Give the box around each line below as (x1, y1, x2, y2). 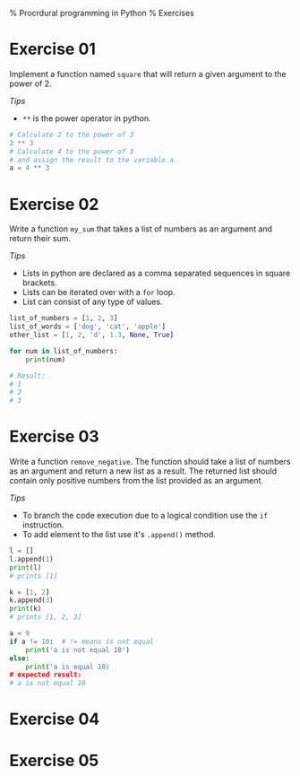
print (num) (25, 354, 66, 364)
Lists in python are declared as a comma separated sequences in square (21, 268, 291, 279)
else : (9, 654, 30, 663)
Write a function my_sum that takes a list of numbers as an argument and (9, 223, 273, 234)
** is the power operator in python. (21, 112, 151, 124)
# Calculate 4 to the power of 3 (9, 147, 134, 156)
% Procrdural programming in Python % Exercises (9, 8, 194, 18)
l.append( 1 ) (9, 554, 54, 563)
